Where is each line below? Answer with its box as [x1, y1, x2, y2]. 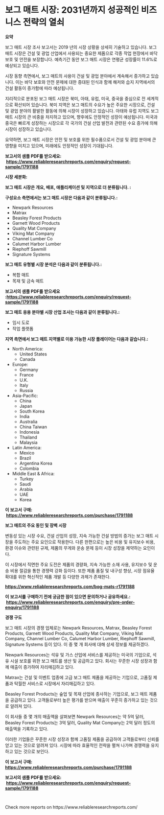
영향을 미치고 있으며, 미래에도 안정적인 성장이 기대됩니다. [5, 142, 114, 148]
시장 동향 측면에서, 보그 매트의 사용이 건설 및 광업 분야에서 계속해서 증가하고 [5, 73, 150, 79]
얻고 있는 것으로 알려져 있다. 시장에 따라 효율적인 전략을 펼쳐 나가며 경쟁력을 [5, 742, 150, 748]
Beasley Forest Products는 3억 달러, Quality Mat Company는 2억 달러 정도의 [5, 720, 155, 725]
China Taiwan [19, 424, 47, 430]
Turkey [19, 476, 34, 482]
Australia [19, 419, 38, 424]
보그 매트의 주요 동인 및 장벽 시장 [5, 522, 67, 528]
